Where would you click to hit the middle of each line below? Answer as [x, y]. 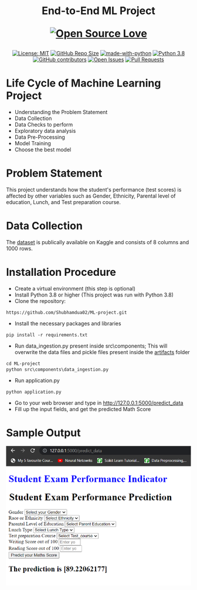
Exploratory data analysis [45, 131]
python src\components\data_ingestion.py [57, 369]
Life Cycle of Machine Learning [84, 83]
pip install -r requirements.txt [47, 335]
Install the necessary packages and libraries [68, 323]
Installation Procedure [61, 272]
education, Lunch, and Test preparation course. [64, 202]
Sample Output [43, 433]
